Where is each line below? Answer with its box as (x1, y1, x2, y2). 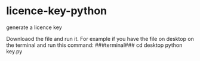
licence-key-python (6, 4, 107, 18)
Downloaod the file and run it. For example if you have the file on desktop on (6, 35, 194, 42)
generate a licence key (6, 24, 63, 31)
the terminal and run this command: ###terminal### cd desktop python (6, 41, 183, 49)
